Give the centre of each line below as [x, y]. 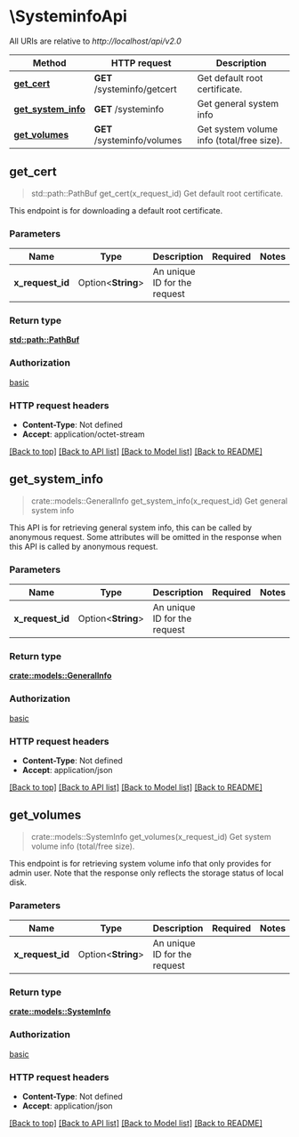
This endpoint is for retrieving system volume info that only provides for [140, 863]
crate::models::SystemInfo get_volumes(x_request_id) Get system [151, 836]
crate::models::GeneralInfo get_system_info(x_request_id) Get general [159, 501]
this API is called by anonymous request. [84, 546]
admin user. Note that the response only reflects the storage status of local [146, 873]
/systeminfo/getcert [135, 89]
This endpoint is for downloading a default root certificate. [116, 210]
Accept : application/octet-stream [83, 434]
